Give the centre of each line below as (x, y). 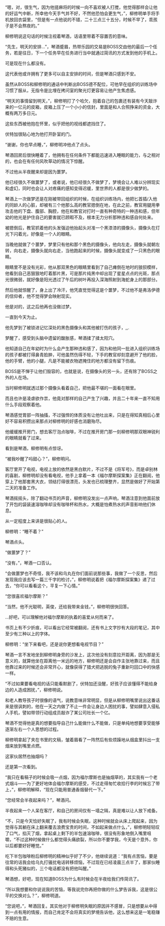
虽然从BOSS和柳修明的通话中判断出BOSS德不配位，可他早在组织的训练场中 (81, 84)
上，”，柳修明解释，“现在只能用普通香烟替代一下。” (55, 789)
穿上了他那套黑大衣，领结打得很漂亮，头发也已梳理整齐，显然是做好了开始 (80, 481)
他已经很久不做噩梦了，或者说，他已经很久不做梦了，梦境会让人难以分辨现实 (82, 182)
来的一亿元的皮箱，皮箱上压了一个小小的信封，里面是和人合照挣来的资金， (80, 107)
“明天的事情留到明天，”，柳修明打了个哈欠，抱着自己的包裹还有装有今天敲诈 (81, 101)
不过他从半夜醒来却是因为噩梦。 (37, 172)
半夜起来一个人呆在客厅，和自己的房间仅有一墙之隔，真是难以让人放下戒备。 (82, 810)
